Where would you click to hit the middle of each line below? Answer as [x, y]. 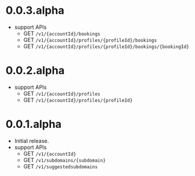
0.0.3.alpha [35, 11]
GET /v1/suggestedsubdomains [60, 166]
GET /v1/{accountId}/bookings [62, 33]
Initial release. [32, 141]
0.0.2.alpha [35, 71]
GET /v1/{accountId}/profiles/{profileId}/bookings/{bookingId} [106, 46]
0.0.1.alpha [34, 124]
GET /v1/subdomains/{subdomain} [64, 160]
